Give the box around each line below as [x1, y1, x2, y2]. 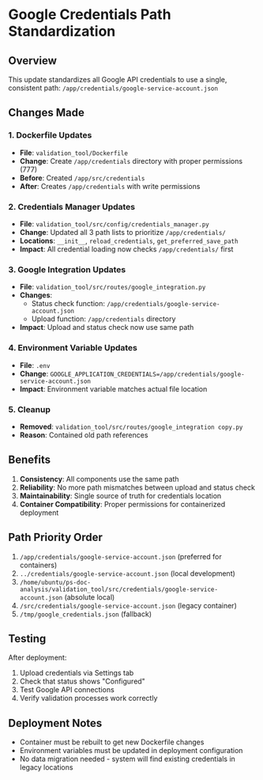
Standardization [8, 22, 116, 40]
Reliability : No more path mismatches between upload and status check [19, 483, 255, 492]
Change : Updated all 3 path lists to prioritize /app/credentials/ [19, 227, 227, 237]
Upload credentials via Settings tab [19, 668, 134, 678]
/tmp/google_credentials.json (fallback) [19, 609, 152, 619]
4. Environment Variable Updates [8, 343, 138, 354]
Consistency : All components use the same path [19, 474, 179, 483]
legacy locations [19, 763, 73, 772]
